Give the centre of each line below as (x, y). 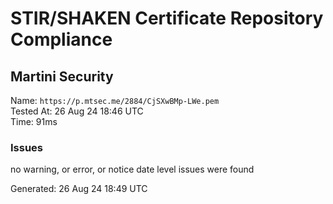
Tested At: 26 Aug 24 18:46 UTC (77, 111)
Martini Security (62, 76)
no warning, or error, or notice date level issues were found (132, 169)
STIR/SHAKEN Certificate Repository (167, 18)
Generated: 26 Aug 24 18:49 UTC (79, 189)
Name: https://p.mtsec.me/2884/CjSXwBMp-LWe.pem (115, 100)
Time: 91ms (34, 121)
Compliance (61, 39)
